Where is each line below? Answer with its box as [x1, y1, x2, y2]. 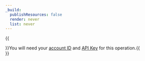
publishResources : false [10, 12, 62, 17]
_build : [5, 7, 22, 13]
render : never [10, 17, 40, 22]
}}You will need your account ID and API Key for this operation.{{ [5, 45, 140, 51]
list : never [10, 21, 35, 27]
